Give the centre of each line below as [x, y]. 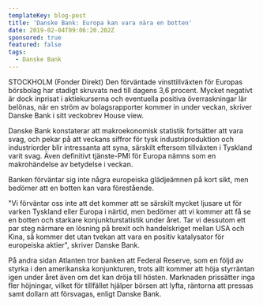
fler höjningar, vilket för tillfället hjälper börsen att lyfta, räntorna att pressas [131, 285]
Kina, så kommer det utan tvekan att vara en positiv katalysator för [116, 237]
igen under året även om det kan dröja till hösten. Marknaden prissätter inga [131, 277]
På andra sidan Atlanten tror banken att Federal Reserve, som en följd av [126, 260]
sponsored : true [35, 37]
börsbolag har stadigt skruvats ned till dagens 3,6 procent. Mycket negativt [130, 90]
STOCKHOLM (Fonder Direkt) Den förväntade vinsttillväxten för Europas [126, 82]
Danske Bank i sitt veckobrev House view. [76, 115]
